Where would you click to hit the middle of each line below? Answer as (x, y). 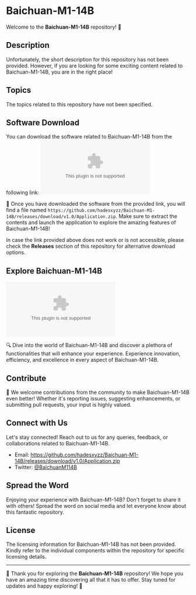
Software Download (43, 122)
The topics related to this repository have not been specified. (79, 104)
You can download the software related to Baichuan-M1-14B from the (89, 137)
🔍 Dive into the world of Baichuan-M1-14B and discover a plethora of (89, 345)
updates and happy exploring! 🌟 (44, 586)
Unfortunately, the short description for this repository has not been (87, 59)
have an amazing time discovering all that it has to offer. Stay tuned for (91, 580)
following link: (23, 193)
